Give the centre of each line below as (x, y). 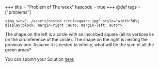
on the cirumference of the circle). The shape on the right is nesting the (76, 39)
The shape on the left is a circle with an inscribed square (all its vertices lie (79, 34)
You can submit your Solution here (40, 59)
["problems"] (18, 12)
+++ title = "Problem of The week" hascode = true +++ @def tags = (73, 7)
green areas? (18, 50)
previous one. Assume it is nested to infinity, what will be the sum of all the (79, 45)
